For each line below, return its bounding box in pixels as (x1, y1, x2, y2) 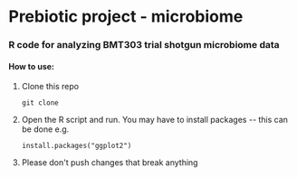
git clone (21, 98, 60, 107)
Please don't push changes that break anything (21, 157, 198, 168)
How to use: (8, 61, 55, 71)
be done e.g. (21, 124, 70, 135)
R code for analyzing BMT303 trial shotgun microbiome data (8, 39, 280, 51)
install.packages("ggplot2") (21, 142, 132, 151)
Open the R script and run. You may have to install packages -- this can (21, 115, 289, 126)
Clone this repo (21, 81, 79, 92)
